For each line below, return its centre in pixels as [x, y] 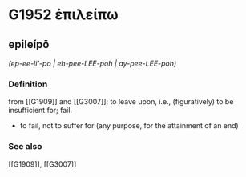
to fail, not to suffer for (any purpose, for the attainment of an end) [129, 126]
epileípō [29, 44]
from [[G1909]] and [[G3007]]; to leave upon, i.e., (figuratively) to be [121, 102]
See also [25, 147]
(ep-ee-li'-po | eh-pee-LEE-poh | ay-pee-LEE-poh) [93, 63]
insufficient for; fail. [40, 111]
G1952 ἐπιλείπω [63, 15]
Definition [28, 84]
